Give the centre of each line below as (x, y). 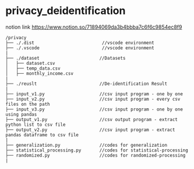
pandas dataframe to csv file (42, 135)
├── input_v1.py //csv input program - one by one (94, 94)
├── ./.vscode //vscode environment (80, 48)
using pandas (21, 114)
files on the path (28, 104)
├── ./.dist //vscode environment (80, 43)
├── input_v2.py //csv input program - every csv (93, 99)
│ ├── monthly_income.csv (40, 73)
